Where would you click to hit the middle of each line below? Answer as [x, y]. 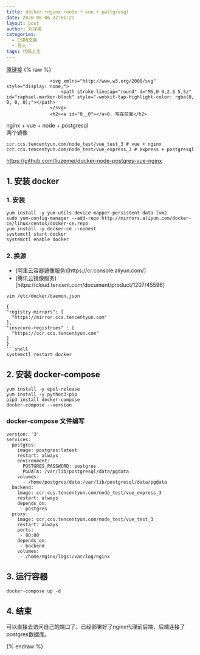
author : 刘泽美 [24, 29]
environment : [34, 461]
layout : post [23, 23]
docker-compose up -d [34, 591]
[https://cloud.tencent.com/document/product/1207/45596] [90, 285]
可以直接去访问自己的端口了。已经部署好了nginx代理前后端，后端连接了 [96, 627]
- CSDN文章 [25, 40]
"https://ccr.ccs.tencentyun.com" [55, 333]
